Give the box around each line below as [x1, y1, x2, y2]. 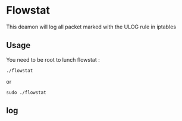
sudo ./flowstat [6, 90, 46, 95]
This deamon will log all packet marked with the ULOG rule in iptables [6, 23, 177, 30]
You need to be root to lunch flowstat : [6, 56, 100, 63]
